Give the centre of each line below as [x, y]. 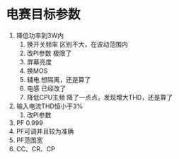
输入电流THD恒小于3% [50, 106]
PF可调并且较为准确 [45, 131]
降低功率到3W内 [40, 35]
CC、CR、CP [35, 148]
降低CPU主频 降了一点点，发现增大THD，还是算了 [100, 97]
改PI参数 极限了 [49, 53]
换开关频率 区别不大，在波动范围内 [77, 44]
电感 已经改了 [46, 88]
